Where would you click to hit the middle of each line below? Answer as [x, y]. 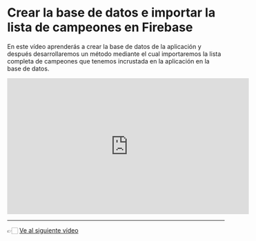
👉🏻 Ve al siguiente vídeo [43, 230]
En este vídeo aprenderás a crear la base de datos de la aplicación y [104, 46]
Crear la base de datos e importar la [111, 13]
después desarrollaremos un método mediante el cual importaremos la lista [114, 54]
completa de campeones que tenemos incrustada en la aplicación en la [108, 61]
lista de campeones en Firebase [100, 27]
